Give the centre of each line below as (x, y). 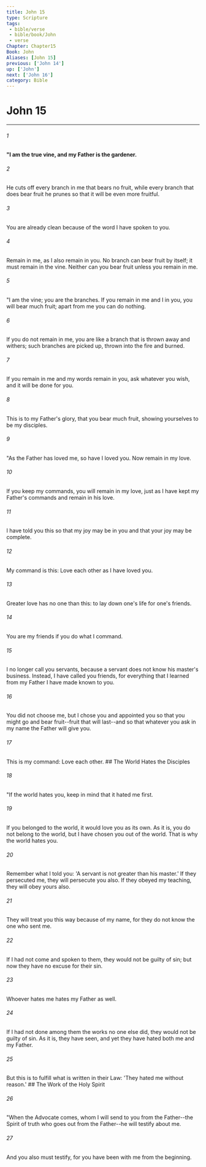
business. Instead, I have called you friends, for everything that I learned (98, 676)
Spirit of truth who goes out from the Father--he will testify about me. (94, 1124)
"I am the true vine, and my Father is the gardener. (71, 155)
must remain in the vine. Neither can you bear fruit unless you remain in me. (102, 267)
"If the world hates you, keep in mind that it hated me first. (80, 794)
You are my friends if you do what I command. (65, 636)
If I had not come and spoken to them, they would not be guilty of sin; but (99, 959)
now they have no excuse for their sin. (55, 966)
